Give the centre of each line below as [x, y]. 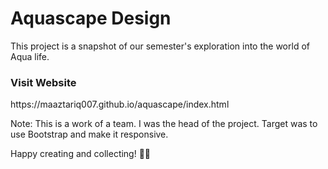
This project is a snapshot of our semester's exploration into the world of [160, 46]
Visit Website [43, 82]
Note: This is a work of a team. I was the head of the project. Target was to [164, 124]
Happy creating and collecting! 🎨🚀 [81, 154]
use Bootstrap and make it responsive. [89, 134]
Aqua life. [30, 56]
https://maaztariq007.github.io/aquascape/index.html [120, 104]
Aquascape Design [91, 18]
